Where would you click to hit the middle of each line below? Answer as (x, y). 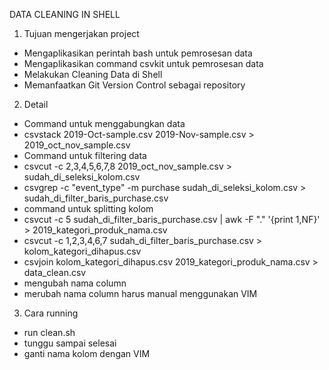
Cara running (51, 313)
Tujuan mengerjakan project (81, 33)
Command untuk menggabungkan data (104, 123)
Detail (36, 104)
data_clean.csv (55, 272)
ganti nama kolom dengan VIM (87, 353)
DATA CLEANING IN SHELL (65, 14)
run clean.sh (49, 332)
